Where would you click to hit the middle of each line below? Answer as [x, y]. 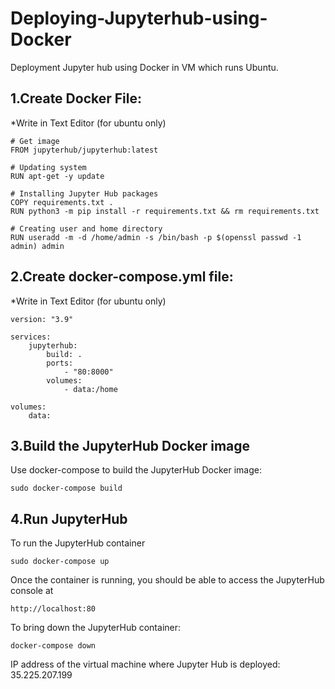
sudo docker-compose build [66, 488]
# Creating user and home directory [86, 228]
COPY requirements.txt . [62, 202]
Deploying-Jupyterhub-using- [139, 18]
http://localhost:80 [53, 609]
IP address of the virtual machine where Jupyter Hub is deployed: [145, 664]
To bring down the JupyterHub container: [96, 628]
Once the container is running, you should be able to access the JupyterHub [167, 580]
